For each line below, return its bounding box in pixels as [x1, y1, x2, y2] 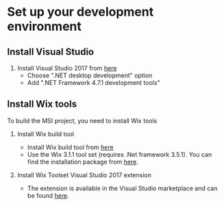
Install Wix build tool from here [27, 143, 114, 151]
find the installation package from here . [27, 157, 138, 166]
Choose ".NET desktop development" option [27, 71, 153, 79]
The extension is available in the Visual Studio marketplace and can [27, 184, 218, 192]
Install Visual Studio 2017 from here [16, 64, 117, 72]
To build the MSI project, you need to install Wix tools [7, 116, 158, 125]
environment [7, 18, 82, 34]
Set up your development [7, 4, 154, 20]
